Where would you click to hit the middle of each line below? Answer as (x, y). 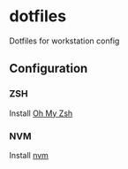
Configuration (49, 69)
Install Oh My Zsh (41, 113)
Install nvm (29, 155)
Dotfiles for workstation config (64, 41)
